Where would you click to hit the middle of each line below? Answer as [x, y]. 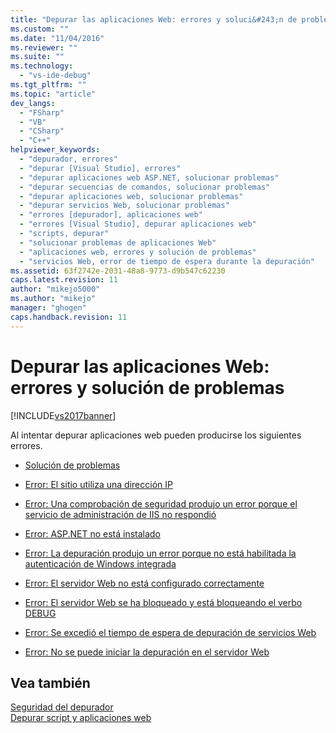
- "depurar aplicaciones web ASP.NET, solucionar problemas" [149, 177]
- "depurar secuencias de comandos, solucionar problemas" [145, 187]
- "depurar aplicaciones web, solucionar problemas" [131, 196]
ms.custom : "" [40, 29]
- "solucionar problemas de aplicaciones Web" [118, 242]
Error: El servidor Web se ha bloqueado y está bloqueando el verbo [163, 602]
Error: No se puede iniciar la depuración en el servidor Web [147, 652]
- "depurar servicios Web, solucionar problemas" [124, 206]
